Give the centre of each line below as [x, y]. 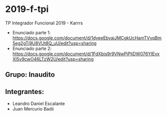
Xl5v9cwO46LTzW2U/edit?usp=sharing [53, 59]
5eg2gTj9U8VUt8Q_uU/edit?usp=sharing [54, 43]
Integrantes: [25, 91]
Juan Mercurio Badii [33, 109]
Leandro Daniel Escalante [39, 104]
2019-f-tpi [27, 9]
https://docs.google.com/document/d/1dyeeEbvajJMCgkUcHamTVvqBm [87, 38]
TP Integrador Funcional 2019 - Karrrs [44, 23]
